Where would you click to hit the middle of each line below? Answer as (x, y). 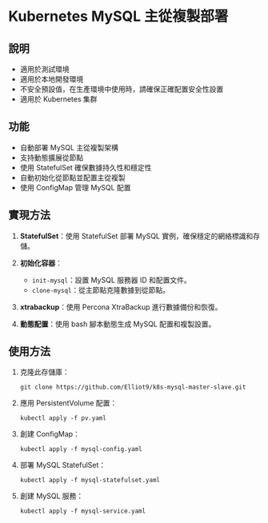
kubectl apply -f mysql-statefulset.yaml (90, 481)
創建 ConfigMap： (50, 434)
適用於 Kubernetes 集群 (58, 99)
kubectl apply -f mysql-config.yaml (81, 449)
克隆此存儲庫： (44, 372)
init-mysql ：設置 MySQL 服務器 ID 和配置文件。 (111, 280)
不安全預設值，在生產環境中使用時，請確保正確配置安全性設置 (122, 89)
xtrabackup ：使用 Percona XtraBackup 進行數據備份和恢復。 (121, 307)
